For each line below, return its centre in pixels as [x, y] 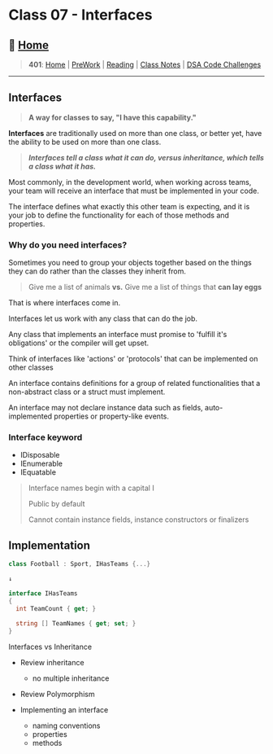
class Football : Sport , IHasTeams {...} [80, 564]
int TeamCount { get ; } [56, 608]
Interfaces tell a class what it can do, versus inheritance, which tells [146, 157]
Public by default [56, 504]
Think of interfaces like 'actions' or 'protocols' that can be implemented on [133, 359]
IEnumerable [41, 464]
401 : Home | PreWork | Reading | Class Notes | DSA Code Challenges [145, 64]
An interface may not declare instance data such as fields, [106, 408]
